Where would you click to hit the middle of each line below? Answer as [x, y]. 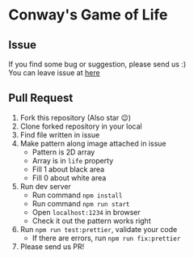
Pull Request [41, 98]
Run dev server [45, 186]
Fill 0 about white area [69, 178]
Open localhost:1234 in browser [86, 212]
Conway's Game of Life [88, 15]
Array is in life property [73, 160]
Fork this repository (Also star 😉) [76, 117]
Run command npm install [77, 195]
